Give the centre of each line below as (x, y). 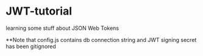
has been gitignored (31, 46)
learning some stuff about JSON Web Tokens (62, 28)
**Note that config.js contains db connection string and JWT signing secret (101, 40)
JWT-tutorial (39, 11)
